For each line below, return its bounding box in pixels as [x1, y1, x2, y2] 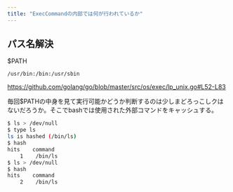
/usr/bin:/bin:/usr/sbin [7, 71, 80, 78]
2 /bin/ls [20, 179, 58, 186]
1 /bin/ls [20, 152, 58, 160]
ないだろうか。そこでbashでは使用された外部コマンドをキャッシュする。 [7, 106, 218, 114]
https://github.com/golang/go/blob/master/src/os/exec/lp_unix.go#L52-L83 [7, 83, 226, 91]
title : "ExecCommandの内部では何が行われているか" [7, 10, 143, 18]
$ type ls [7, 127, 36, 134]
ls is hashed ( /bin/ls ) [7, 133, 77, 140]
